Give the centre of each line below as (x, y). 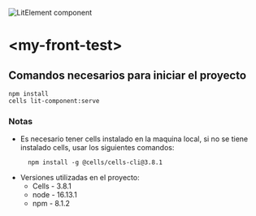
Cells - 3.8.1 (52, 186)
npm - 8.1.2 (51, 204)
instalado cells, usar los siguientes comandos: (97, 148)
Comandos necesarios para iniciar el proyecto (127, 75)
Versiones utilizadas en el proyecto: (80, 178)
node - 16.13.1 (54, 195)
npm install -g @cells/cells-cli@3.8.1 (95, 162)
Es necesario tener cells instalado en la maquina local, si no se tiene (134, 139)
